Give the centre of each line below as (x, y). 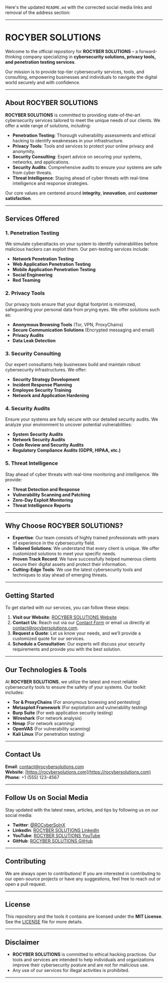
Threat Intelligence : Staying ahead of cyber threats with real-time (80, 178)
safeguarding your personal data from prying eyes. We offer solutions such (82, 309)
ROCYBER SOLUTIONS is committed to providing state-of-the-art (73, 115)
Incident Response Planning (42, 385)
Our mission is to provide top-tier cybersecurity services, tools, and (75, 72)
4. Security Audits (28, 408)
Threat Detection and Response (46, 489)
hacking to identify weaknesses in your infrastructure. (68, 140)
